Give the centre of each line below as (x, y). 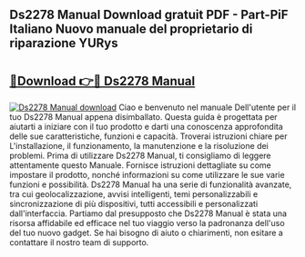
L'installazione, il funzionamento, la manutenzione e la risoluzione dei (139, 146)
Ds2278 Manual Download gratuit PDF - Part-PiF (149, 15)
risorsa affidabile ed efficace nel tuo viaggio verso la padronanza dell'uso (147, 223)
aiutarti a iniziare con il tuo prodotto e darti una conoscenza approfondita (147, 127)
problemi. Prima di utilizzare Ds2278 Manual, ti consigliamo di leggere (140, 155)
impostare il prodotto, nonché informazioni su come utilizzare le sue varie (147, 175)
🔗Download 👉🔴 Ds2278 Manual (102, 81)
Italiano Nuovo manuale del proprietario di (131, 30)
